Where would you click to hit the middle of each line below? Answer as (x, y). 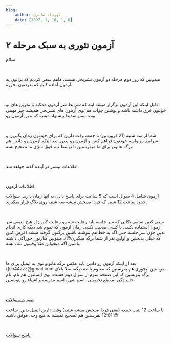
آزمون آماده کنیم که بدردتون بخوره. (39, 85)
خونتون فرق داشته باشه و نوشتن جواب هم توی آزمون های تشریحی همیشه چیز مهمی (86, 110)
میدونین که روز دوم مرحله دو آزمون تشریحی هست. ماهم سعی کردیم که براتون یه (83, 79)
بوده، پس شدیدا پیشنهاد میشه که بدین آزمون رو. (51, 116)
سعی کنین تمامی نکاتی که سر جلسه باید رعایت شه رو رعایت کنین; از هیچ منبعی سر (85, 222)
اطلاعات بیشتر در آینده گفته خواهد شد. (42, 166)
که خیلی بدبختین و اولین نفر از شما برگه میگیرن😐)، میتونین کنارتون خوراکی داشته (83, 238)
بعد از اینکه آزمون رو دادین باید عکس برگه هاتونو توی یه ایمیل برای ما (71, 263)
